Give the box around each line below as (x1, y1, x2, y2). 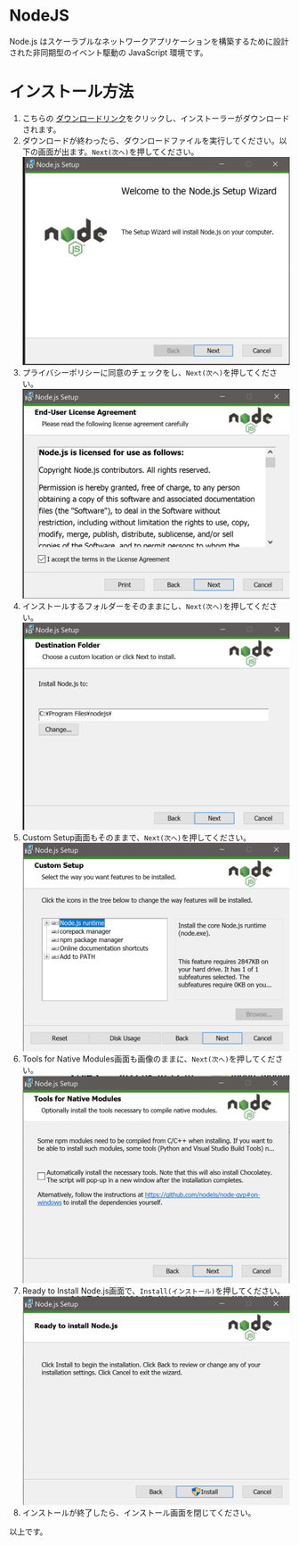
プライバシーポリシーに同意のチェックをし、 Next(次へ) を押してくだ (21, 367, 270, 377)
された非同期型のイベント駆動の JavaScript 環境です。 (9, 46, 208, 58)
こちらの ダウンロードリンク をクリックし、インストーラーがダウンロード (21, 112, 290, 123)
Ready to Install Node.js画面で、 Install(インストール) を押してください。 (21, 1285, 286, 1296)
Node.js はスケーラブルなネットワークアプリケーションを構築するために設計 (9, 36, 289, 46)
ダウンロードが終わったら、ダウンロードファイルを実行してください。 (21, 135, 279, 145)
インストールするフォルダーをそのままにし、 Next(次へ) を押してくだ (21, 600, 270, 611)
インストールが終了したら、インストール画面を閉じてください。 (21, 1507, 256, 1517)
